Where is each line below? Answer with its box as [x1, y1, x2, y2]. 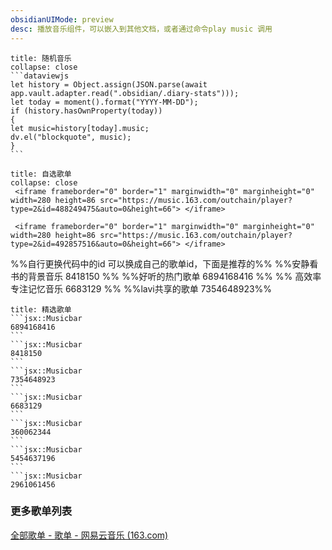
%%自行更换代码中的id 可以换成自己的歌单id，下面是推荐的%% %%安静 [10, 257, 310, 270]
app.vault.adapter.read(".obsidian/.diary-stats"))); [10, 88, 240, 98]
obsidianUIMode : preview [10, 14, 114, 25]
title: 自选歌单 [10, 169, 72, 179]
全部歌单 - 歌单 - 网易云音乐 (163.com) [10, 529, 169, 541]
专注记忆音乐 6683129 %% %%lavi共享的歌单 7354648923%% [10, 282, 273, 295]
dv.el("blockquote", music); [10, 132, 132, 142]
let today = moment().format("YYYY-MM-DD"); [10, 97, 199, 107]
